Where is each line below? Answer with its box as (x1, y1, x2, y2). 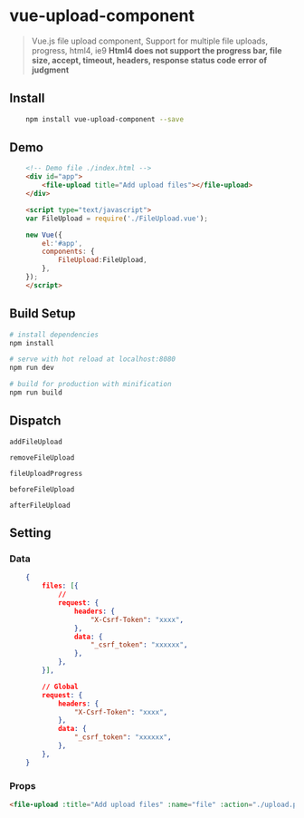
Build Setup (9, 306, 76, 322)
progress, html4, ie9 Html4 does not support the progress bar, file (31, 44, 282, 55)
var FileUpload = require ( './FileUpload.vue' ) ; (25, 214, 208, 223)
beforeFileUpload (9, 484, 75, 494)
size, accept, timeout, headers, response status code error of (31, 54, 268, 65)
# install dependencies (9, 330, 100, 339)
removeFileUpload (9, 453, 75, 463)
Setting (9, 525, 52, 540)
